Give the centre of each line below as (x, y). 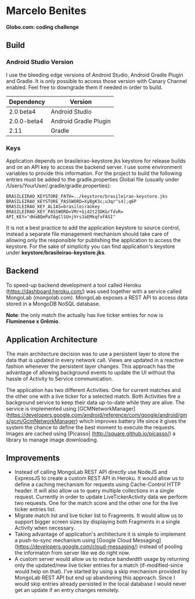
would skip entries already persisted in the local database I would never (100, 584)
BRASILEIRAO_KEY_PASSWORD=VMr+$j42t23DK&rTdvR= (65, 212)
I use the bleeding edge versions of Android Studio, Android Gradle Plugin (95, 75)
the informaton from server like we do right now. (72, 553)
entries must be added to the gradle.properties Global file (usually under (93, 179)
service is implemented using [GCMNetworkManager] (71, 408)
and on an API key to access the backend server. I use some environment (94, 167)
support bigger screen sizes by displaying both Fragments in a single (97, 522)
